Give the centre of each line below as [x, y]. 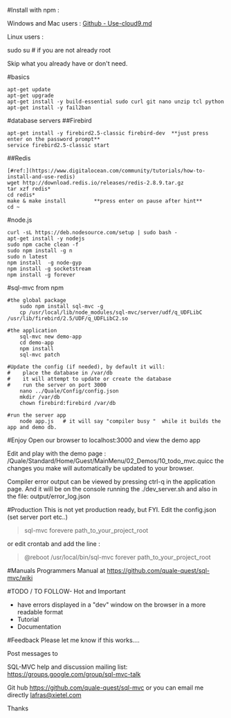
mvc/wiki [20, 578]
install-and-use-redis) [41, 177]
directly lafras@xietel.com [44, 695]
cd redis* [21, 195]
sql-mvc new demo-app [50, 337]
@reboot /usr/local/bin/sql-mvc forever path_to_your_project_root [117, 557]
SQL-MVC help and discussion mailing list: [67, 667]
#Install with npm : [34, 10]
